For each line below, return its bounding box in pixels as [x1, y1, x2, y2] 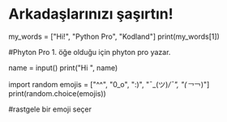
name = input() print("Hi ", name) [8, 62, 118, 73]
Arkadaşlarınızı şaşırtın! [8, 5, 173, 23]
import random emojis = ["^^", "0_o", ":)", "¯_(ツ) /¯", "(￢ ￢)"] [8, 79, 210, 89]
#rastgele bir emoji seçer [8, 104, 92, 114]
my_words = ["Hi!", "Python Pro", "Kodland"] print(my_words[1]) [8, 32, 221, 41]
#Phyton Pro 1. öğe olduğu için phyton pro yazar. [8, 47, 171, 57]
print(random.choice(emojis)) [8, 88, 107, 98]
